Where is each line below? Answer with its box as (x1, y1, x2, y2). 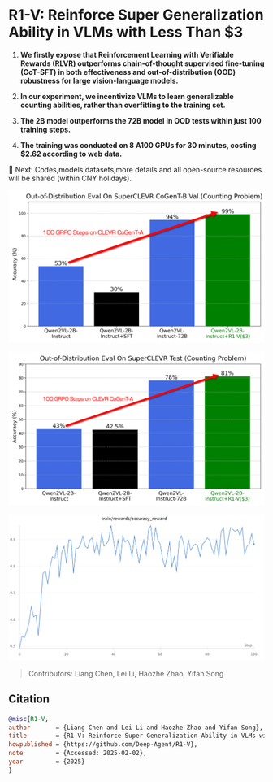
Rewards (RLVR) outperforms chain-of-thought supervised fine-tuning (19, 59, 265, 68)
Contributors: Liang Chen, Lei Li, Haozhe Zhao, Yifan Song (28, 668, 224, 678)
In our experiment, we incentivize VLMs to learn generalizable (19, 91, 234, 101)
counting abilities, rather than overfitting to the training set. (19, 100, 226, 110)
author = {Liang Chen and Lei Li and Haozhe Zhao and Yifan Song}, (8, 723, 264, 732)
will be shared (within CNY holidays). (8, 173, 132, 183)
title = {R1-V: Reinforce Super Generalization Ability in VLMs (8, 732, 256, 741)
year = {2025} (8, 758, 85, 766)
